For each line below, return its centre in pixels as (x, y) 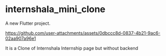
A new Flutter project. (28, 23)
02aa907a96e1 (21, 38)
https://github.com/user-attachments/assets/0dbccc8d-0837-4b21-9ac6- (83, 33)
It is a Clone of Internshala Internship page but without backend (72, 48)
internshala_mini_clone (55, 9)
